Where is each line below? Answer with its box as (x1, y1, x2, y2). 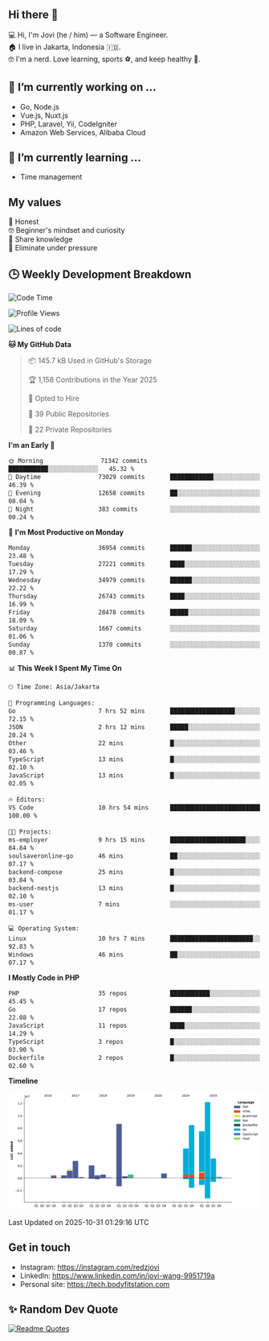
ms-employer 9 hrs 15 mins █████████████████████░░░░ (8, 836, 261, 844)
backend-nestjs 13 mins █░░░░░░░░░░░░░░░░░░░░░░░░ (8, 884, 261, 892)
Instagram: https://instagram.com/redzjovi (19, 1262, 160, 1272)
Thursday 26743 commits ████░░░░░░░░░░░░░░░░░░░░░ (8, 593, 261, 601)
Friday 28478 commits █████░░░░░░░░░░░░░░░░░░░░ (8, 609, 261, 617)
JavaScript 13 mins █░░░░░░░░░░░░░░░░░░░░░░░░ (8, 772, 261, 780)
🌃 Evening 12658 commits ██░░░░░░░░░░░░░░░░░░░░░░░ (8, 489, 261, 498)
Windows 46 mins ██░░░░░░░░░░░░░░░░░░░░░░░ (8, 951, 261, 959)
